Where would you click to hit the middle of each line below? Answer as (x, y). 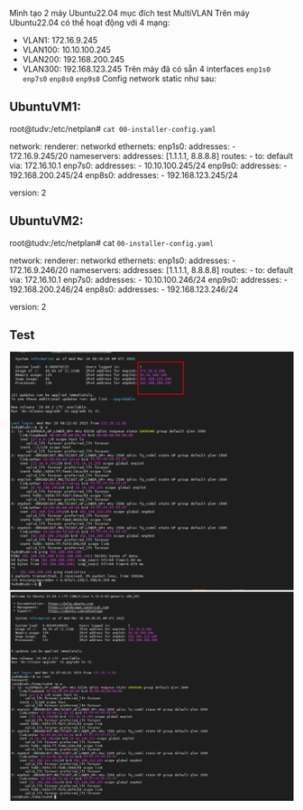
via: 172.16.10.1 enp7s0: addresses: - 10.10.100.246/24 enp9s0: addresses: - (149, 279)
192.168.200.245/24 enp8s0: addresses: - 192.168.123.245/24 (124, 174)
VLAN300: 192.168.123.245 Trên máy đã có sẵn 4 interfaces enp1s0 (146, 69)
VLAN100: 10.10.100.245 (66, 50)
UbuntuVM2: (46, 221)
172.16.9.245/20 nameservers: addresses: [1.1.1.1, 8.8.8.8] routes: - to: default (151, 155)
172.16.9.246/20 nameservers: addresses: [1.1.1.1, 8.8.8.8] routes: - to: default (151, 269)
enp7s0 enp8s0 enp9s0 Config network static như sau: (119, 79)
